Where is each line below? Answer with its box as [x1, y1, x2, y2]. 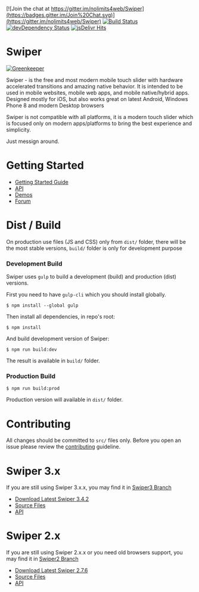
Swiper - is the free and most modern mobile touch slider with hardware [6, 76, 184, 83]
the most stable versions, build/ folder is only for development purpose [6, 245, 183, 252]
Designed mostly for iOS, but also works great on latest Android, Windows [6, 95, 188, 102]
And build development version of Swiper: [6, 335, 110, 343]
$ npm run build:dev [6, 347, 58, 353]
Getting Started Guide [14, 178, 69, 185]
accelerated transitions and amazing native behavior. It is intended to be [6, 83, 184, 90]
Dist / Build [6, 218, 61, 232]
